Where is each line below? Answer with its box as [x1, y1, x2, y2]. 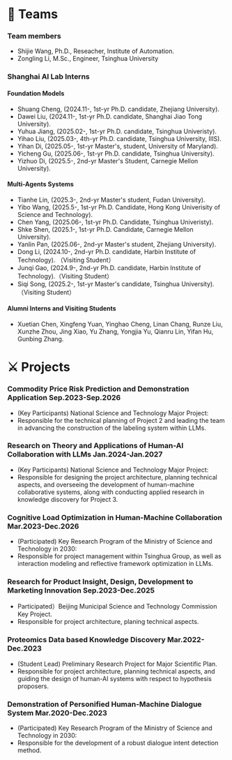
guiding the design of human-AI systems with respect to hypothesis [17, 674, 212, 683]
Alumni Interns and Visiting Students [7, 304, 116, 313]
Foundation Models [7, 89, 65, 97]
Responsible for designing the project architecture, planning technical [17, 472, 217, 481]
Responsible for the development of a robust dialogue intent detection [17, 738, 219, 747]
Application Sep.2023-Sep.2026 [7, 393, 121, 403]
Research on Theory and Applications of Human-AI [7, 441, 184, 451]
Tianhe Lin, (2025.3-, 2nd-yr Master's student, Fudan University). [17, 195, 206, 204]
